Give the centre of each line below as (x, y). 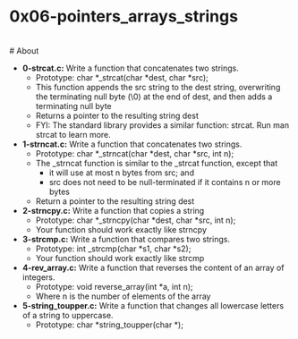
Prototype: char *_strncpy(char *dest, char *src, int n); (136, 220)
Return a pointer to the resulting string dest (115, 201)
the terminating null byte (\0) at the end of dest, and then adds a (154, 97)
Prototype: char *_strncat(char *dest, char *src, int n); (135, 153)
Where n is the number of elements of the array (123, 296)
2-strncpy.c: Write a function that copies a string (113, 210)
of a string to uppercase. (68, 315)
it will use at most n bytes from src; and (122, 173)
